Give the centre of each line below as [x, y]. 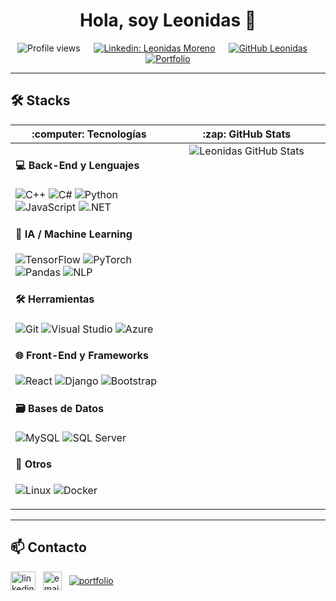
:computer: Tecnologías [89, 134]
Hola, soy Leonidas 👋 [168, 20]
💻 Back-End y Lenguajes [77, 166]
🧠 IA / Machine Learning [74, 234]
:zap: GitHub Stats [247, 134]
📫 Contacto [48, 547]
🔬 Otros [33, 464]
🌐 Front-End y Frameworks [82, 356]
